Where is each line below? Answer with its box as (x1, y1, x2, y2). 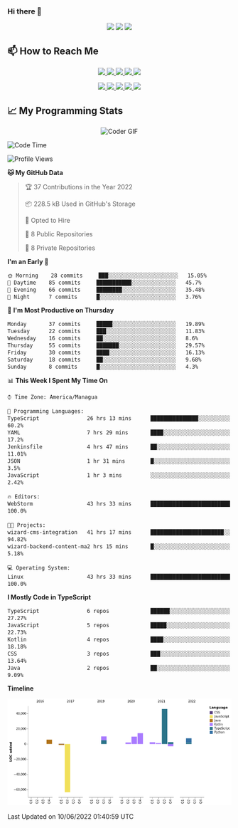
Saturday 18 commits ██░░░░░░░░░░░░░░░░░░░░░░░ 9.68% (7, 356, 202, 363)
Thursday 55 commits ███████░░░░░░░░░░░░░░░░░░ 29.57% (7, 342, 205, 349)
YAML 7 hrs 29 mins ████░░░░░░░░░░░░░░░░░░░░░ (7, 429, 231, 436)
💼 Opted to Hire (24, 216, 71, 224)
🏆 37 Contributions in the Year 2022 (24, 182, 133, 191)
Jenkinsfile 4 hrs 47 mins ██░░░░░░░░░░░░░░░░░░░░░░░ (7, 443, 231, 451)
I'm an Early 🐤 (7, 257, 49, 266)
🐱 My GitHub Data (7, 168, 64, 177)
